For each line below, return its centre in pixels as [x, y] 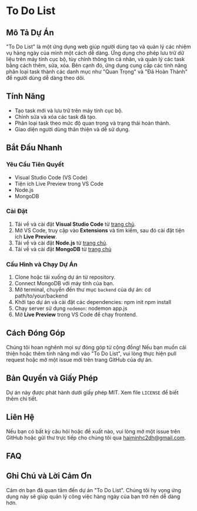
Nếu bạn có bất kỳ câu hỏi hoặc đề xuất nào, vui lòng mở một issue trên [93, 431]
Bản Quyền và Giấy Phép [52, 378]
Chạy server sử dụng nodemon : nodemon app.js [71, 308]
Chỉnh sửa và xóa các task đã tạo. [56, 116]
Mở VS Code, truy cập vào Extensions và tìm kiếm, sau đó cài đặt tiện [99, 230]
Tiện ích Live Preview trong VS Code [59, 183]
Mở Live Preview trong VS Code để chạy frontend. [76, 315]
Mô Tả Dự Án [30, 33]
